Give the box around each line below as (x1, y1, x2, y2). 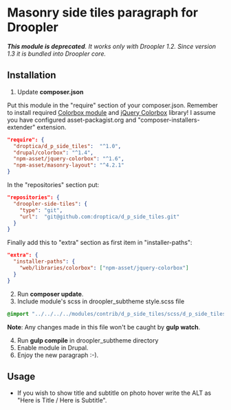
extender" (7, 122, 36, 131)
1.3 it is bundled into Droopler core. (7, 50, 107, 58)
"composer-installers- (137, 116, 201, 124)
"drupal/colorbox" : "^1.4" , (13, 149, 94, 156)
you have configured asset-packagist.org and (7, 116, 136, 124)
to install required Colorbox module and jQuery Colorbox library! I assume (7, 108, 216, 116)
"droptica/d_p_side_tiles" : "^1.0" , (13, 142, 122, 149)
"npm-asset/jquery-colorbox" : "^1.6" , (13, 155, 125, 162)
